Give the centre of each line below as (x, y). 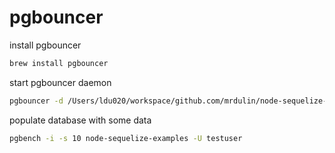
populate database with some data (80, 120)
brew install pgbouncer (59, 63)
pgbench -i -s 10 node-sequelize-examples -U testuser (126, 138)
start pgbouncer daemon (60, 82)
